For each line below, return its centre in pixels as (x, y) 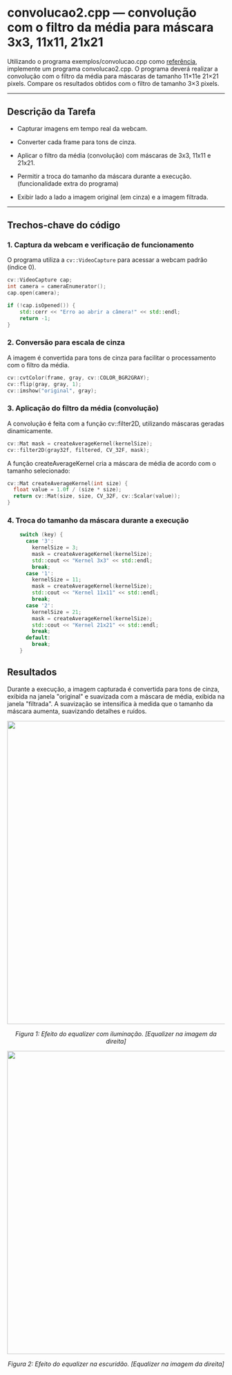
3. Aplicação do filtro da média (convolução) (83, 408)
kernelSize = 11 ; (57, 580)
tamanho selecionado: (39, 471)
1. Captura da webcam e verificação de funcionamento (101, 245)
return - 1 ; (35, 318)
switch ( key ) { (41, 535)
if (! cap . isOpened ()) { (41, 306)
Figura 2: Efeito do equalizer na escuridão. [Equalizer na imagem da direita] (116, 1364)
